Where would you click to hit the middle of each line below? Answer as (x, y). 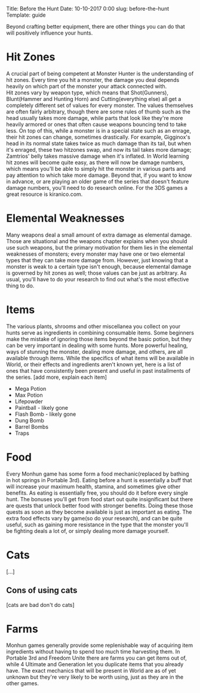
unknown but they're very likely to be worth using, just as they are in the (95, 677)
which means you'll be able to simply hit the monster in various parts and (96, 168)
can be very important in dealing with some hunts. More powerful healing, (97, 345)
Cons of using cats (42, 591)
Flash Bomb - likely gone (45, 414)
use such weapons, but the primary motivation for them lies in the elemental (100, 247)
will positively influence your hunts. (50, 33)
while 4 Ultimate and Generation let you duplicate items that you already (95, 664)
